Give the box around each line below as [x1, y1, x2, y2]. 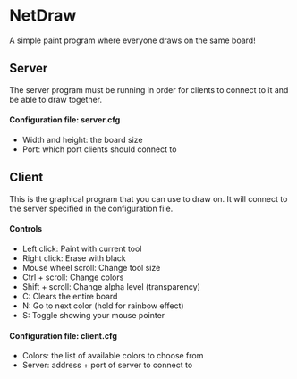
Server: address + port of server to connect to [21, 359, 193, 371]
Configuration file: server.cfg [9, 114, 121, 125]
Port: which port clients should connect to [21, 144, 177, 155]
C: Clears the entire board [21, 291, 118, 301]
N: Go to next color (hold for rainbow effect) [21, 300, 185, 311]
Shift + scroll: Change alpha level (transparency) [21, 281, 201, 291]
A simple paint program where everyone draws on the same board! [9, 35, 257, 46]
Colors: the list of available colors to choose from [21, 350, 204, 361]
